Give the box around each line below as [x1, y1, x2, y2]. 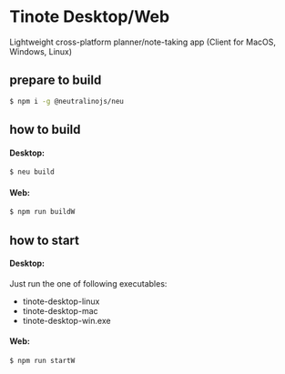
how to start [9, 232, 80, 248]
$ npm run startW [9, 356, 76, 365]
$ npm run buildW [9, 207, 76, 217]
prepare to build [9, 73, 102, 88]
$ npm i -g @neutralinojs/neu [9, 96, 125, 106]
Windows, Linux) [9, 45, 73, 56]
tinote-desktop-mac [22, 305, 98, 316]
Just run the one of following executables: [9, 278, 168, 288]
